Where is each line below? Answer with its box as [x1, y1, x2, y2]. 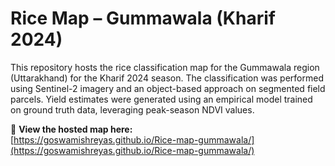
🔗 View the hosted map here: [10, 123, 133, 135]
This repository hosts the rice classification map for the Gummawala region [10, 61, 320, 73]
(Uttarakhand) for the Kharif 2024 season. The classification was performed [10, 72, 324, 84]
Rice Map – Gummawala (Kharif [10, 7, 276, 30]
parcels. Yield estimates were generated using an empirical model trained [10, 93, 313, 105]
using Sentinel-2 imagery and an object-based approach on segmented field [10, 82, 326, 94]
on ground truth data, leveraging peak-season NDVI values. [10, 103, 255, 116]
